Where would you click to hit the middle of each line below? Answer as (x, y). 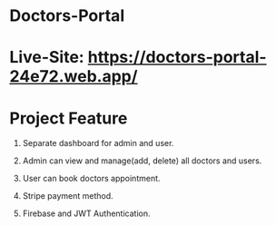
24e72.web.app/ (74, 77)
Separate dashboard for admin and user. (98, 143)
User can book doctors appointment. (91, 179)
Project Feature (69, 118)
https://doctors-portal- (177, 58)
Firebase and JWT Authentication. (86, 213)
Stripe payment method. (68, 196)
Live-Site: (47, 58)
